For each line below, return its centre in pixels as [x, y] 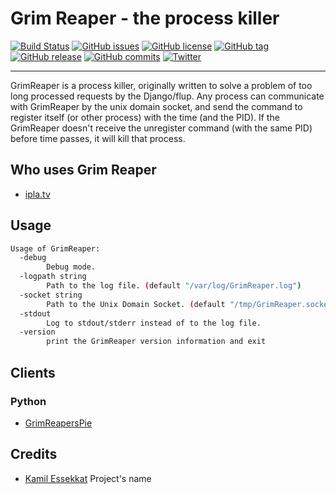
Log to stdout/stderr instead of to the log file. [154, 323]
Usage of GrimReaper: [55, 248]
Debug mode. [71, 267]
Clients [33, 372]
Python [28, 401]
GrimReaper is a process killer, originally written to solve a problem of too [161, 85]
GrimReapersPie [58, 423]
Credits [34, 454]
